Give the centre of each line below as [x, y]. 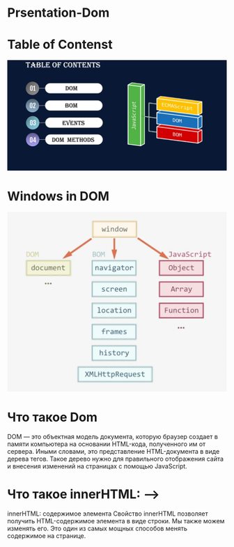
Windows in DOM [58, 197]
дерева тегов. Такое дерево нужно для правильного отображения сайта [116, 459]
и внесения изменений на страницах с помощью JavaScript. [97, 466]
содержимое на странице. [47, 536]
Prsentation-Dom [58, 13]
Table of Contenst [60, 45]
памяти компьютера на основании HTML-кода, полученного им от [107, 444]
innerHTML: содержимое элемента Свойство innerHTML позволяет [108, 514]
